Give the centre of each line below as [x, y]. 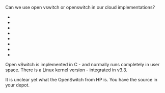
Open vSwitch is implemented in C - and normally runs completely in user [82, 64]
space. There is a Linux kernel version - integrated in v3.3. [66, 70]
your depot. [17, 85]
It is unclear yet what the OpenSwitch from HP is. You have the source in [81, 80]
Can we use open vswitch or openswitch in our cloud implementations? [80, 7]
